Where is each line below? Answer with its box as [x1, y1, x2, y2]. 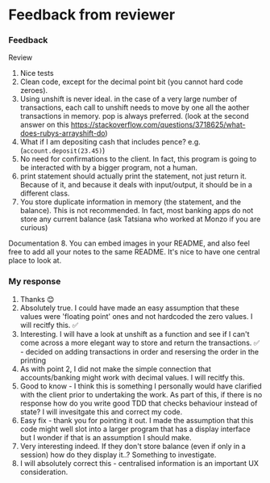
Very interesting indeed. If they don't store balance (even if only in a [19, 441, 246, 451]
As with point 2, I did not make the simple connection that [19, 363, 212, 373]
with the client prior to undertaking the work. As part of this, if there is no [19, 389, 263, 399]
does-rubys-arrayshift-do [19, 128, 106, 138]
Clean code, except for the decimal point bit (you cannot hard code [19, 77, 243, 86]
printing [19, 355, 47, 365]
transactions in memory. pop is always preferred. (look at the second [19, 111, 250, 121]
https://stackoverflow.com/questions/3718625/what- [71, 120, 246, 130]
